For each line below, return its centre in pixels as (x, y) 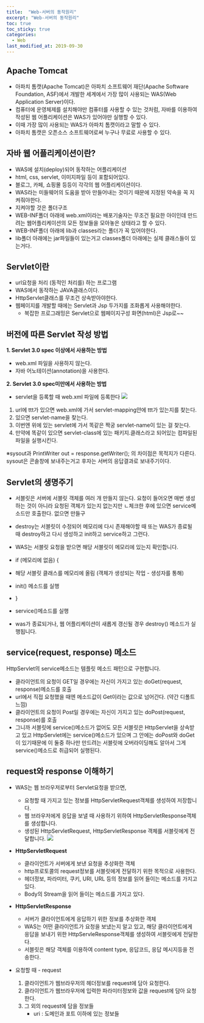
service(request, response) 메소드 (72, 653)
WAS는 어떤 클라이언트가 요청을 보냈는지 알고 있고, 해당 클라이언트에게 (108, 926)
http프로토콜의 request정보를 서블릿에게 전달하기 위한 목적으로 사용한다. (110, 871)
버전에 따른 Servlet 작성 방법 (57, 334)
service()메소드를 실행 (42, 611)
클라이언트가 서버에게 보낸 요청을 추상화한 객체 (79, 863)
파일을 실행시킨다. (36, 440)
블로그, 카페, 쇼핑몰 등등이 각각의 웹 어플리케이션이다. (78, 185)
